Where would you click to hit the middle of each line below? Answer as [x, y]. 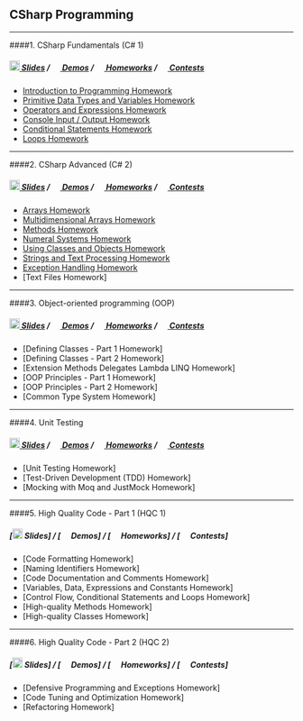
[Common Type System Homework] [89, 397]
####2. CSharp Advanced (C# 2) [71, 164]
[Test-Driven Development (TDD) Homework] [106, 478]
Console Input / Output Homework [86, 119]
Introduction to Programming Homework [97, 90]
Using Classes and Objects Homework [94, 248]
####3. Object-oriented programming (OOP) [92, 303]
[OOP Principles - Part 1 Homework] [89, 377]
